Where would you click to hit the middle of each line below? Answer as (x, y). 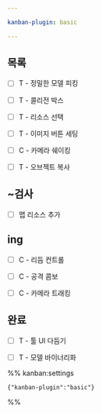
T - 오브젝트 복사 (44, 166)
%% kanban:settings (41, 373)
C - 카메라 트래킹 (44, 293)
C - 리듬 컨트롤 (41, 259)
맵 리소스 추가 (39, 214)
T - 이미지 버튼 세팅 (48, 133)
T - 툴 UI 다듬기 (42, 340)
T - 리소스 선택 (41, 117)
